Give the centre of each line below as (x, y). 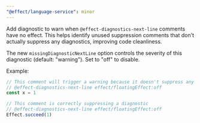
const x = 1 (21, 93)
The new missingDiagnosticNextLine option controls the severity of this (94, 53)
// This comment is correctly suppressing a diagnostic (77, 104)
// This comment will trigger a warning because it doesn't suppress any (100, 82)
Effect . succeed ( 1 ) (29, 115)
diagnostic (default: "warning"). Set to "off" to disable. (73, 59)
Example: (18, 71)
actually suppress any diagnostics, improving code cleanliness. (84, 41)
